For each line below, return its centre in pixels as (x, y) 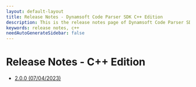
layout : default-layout (35, 11)
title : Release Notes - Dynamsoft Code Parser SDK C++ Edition (85, 17)
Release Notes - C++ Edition (76, 62)
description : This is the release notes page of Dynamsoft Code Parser (95, 22)
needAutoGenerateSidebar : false (45, 33)
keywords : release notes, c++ (43, 28)
